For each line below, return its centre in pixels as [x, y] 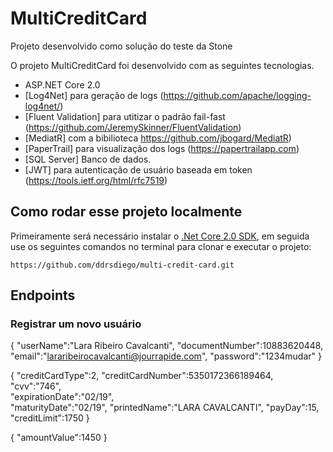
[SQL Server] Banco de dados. [88, 159]
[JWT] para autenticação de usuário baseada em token [138, 169]
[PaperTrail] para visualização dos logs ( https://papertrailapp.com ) [162, 148]
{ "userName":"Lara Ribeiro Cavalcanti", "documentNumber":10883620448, [167, 346]
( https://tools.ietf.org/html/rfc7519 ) [96, 180]
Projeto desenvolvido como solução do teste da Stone [121, 46]
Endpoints [43, 295]
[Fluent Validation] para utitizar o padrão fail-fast [125, 116]
